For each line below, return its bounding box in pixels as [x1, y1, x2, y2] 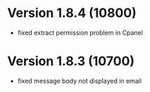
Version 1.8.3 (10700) [7, 53, 135, 69]
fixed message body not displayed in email [17, 76, 142, 85]
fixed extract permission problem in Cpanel [17, 28, 143, 37]
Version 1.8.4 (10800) [7, 5, 137, 21]
